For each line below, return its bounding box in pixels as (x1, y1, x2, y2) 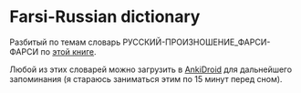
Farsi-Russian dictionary (9, 6, 201, 27)
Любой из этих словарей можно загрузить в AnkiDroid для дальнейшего (9, 64, 293, 75)
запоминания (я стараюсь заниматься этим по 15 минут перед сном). (9, 73, 283, 84)
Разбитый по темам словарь (9, 36, 121, 47)
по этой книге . (40, 46, 98, 57)
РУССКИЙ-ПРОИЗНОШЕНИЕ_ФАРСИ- (122, 36, 271, 47)
